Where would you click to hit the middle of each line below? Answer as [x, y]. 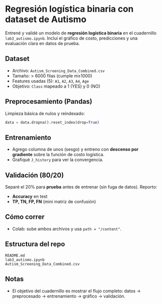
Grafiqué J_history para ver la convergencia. [58, 160]
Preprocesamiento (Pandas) [49, 102]
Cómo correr [25, 217]
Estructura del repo [35, 244]
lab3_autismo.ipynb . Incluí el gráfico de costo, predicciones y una [71, 38]
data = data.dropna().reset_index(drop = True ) [52, 122]
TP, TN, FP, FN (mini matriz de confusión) [54, 202]
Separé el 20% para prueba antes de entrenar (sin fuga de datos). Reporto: [81, 187]
